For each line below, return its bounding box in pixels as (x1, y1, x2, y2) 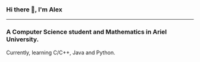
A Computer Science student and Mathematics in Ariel (6, 28, 167, 36)
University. (6, 35, 39, 44)
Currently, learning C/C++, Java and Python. (6, 49, 115, 56)
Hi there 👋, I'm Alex (6, 5, 62, 14)
